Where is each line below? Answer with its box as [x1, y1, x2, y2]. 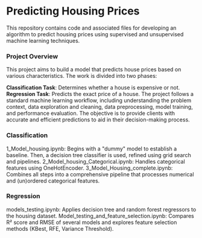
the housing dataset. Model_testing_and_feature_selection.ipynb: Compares [6, 212, 194, 219]
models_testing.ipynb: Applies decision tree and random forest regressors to [6, 205, 197, 213]
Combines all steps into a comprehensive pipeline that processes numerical [6, 170, 194, 178]
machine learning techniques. [6, 37, 80, 44]
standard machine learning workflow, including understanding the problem [6, 97, 192, 104]
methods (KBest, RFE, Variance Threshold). [6, 225, 114, 232]
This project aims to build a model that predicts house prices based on [6, 66, 181, 73]
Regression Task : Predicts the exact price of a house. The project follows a [6, 91, 194, 98]
